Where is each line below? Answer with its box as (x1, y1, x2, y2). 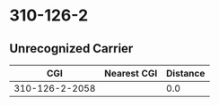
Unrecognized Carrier (9, 41, 134, 56)
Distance (165, 68, 206, 79)
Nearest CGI (104, 68, 158, 79)
